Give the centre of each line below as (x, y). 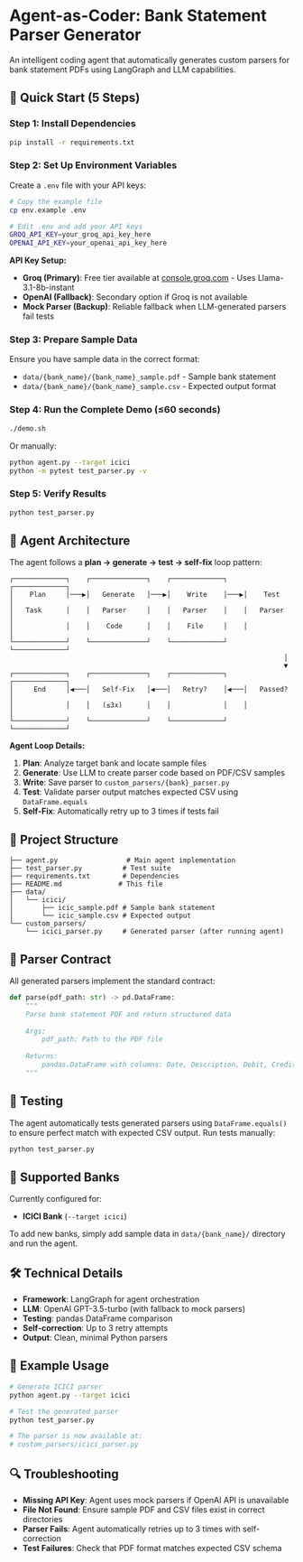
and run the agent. (44, 1243)
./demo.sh (28, 428)
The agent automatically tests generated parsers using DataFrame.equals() (148, 1123)
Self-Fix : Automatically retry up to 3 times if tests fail (120, 811)
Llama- (271, 278)
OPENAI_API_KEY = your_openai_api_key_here (88, 243)
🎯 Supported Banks (64, 1177)
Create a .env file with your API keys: (78, 185)
